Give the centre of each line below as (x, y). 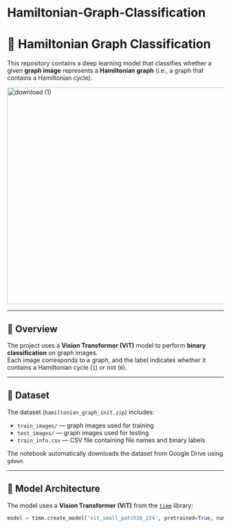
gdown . (16, 461)
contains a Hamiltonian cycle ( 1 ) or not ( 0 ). (67, 367)
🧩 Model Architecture (54, 489)
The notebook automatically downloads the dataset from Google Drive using (115, 453)
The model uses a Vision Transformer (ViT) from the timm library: (100, 505)
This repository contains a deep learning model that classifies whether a (109, 63)
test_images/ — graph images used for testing (83, 432)
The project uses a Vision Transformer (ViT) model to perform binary (107, 345)
